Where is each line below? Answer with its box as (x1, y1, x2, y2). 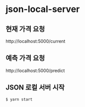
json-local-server (5, 3, 80, 15)
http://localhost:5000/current (5, 38, 66, 44)
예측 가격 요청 (5, 54, 45, 62)
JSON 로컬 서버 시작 (5, 83, 65, 92)
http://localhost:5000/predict (5, 67, 65, 73)
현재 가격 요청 (5, 24, 45, 33)
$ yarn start (5, 96, 33, 102)
